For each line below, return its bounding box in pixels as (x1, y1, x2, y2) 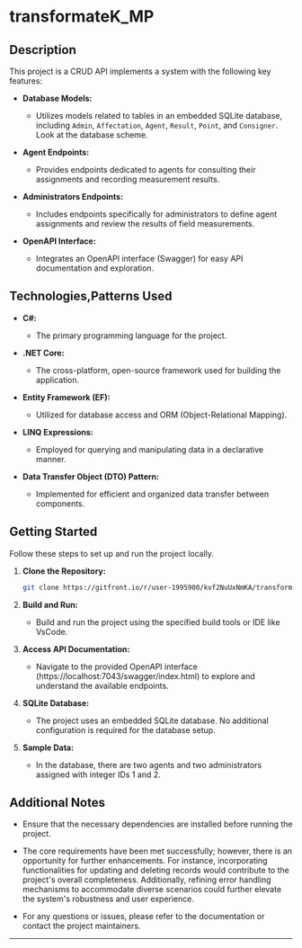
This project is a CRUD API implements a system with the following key (9, 66, 271, 76)
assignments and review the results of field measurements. (35, 219, 255, 228)
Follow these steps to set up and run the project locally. (9, 548, 214, 559)
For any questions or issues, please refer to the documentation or (22, 911, 265, 922)
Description (9, 42, 76, 58)
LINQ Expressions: (22, 426, 93, 437)
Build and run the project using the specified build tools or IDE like (35, 616, 280, 627)
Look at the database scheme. (35, 130, 148, 140)
